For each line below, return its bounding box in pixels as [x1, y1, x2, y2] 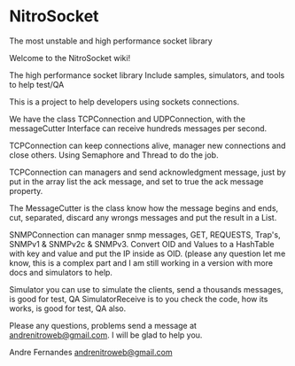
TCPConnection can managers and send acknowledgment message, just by [9, 167, 286, 177]
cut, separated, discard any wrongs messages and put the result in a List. [9, 212, 277, 222]
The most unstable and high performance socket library [9, 35, 213, 46]
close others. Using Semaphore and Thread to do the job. [9, 149, 219, 160]
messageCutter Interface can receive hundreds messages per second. [9, 122, 268, 134]
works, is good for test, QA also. [9, 303, 127, 314]
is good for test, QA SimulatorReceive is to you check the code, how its [9, 293, 268, 304]
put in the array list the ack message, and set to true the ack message [9, 175, 264, 187]
